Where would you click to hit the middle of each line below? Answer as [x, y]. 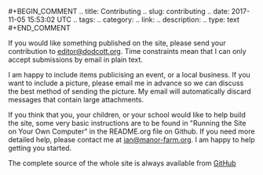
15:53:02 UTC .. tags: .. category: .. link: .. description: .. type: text [133, 20]
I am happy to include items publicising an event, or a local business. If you [130, 75]
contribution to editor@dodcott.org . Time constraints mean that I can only [127, 51]
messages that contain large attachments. [76, 100]
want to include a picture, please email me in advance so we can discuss [126, 83]
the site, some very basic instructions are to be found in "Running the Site [127, 123]
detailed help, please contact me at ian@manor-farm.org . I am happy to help [131, 139]
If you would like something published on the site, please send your [117, 43]
